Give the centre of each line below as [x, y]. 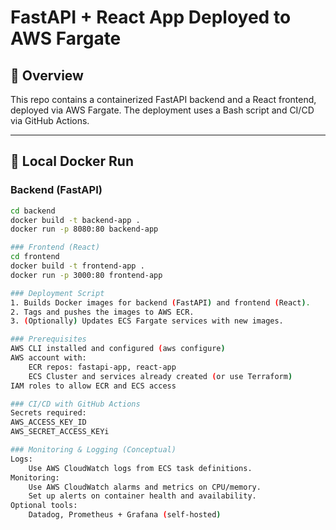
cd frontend [35, 257]
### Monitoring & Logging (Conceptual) [93, 450]
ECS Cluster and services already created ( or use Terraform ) [160, 376]
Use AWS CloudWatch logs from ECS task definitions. [140, 468]
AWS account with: [48, 358]
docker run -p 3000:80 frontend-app [86, 275]
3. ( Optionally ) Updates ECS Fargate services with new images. [147, 321]
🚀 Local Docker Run [72, 161]
